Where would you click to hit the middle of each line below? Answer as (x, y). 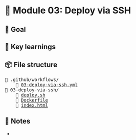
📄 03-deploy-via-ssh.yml (47, 85)
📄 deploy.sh (30, 95)
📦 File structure (31, 65)
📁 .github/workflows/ (32, 79)
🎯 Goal (15, 29)
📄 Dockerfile (32, 100)
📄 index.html (32, 105)
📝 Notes (18, 121)
